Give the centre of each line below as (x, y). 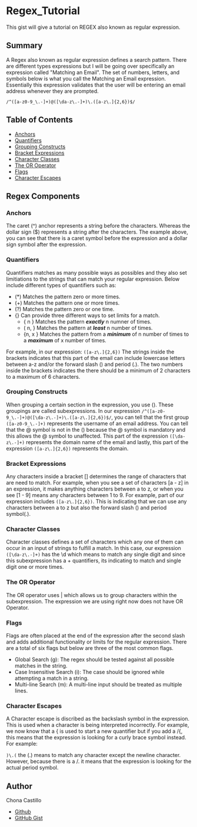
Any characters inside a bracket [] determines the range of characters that (96, 476)
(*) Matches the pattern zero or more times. (67, 296)
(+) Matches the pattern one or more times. (67, 303)
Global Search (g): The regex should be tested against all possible (94, 659)
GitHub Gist (29, 818)
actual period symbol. (32, 768)
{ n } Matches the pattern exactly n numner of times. (87, 321)
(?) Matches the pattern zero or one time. (64, 309)
